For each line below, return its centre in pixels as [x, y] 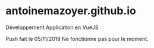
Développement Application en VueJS [52, 27]
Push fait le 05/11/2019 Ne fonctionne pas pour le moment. [77, 39]
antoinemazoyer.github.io [71, 11]
